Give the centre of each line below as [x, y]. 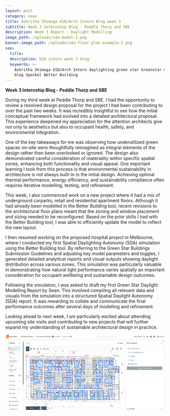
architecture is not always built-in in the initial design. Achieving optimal [80, 175]
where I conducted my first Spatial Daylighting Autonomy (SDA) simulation [83, 243]
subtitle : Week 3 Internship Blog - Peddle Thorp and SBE [68, 27]
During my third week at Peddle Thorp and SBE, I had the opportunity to [80, 100]
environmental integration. [33, 133]
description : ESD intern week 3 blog [50, 59]
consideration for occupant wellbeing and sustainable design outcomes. [80, 275]
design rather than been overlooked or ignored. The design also [72, 153]
